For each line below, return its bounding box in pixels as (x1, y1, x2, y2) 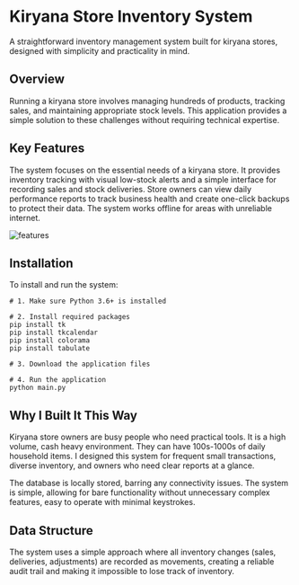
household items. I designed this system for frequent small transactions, (9, 451, 277, 462)
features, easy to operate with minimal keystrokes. (9, 497, 196, 508)
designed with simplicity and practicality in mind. (9, 45, 190, 56)
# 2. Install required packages (9, 313, 130, 322)
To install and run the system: (9, 279, 119, 290)
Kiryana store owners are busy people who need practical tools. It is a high (9, 431, 286, 442)
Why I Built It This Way (9, 407, 137, 423)
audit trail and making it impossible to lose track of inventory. (9, 566, 235, 576)
